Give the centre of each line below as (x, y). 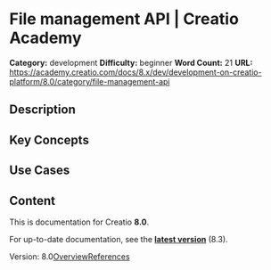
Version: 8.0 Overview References (70, 256)
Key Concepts (49, 139)
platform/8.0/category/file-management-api (90, 81)
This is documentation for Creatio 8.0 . (79, 222)
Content (33, 200)
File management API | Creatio (124, 19)
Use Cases (40, 171)
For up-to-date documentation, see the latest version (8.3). (119, 239)
